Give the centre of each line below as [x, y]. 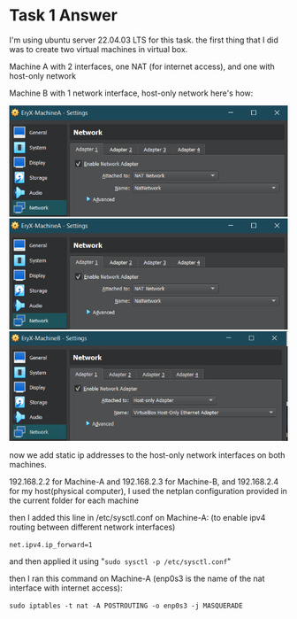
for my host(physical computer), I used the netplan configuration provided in [148, 491]
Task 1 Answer [63, 15]
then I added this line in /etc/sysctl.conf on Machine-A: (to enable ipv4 [137, 518]
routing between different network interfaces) [92, 527]
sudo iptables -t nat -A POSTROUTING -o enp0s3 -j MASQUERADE [126, 606]
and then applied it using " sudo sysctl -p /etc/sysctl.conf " [120, 561]
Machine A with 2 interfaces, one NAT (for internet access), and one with [142, 66]
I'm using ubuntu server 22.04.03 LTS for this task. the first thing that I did [144, 40]
